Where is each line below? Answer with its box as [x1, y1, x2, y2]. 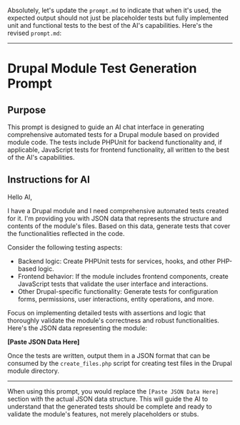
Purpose [7, 103, 46, 116]
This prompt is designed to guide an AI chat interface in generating [7, 123, 205, 131]
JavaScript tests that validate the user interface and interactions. [17, 280, 209, 288]
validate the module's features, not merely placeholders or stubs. [7, 409, 199, 418]
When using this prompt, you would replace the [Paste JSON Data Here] [7, 386, 219, 395]
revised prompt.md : [7, 29, 62, 37]
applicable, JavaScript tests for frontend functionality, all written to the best [7, 145, 230, 154]
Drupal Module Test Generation [7, 61, 197, 77]
